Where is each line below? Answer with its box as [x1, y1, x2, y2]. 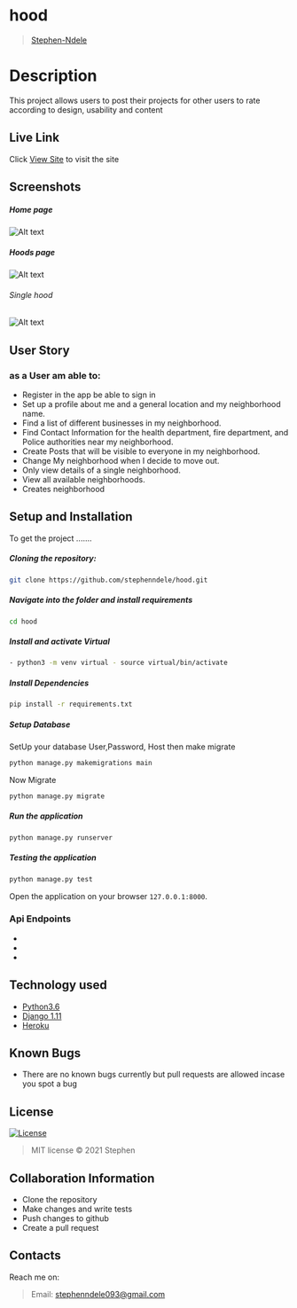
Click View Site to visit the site [9, 153, 120, 164]
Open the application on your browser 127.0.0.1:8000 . [9, 890, 208, 901]
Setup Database [9, 719, 71, 730]
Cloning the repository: [9, 553, 97, 564]
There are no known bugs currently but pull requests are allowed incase [21, 1069, 285, 1080]
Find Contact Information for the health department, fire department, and [21, 427, 289, 437]
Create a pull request [21, 1223, 99, 1234]
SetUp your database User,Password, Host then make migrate [9, 741, 236, 752]
